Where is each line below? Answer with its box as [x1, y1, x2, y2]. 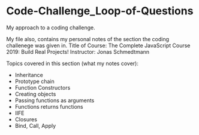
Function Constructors [14, 84, 71, 91]
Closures [14, 115, 38, 123]
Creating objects [14, 90, 56, 97]
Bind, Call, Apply [14, 122, 56, 129]
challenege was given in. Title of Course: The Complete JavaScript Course [6, 42, 191, 49]
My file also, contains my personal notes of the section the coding [6, 35, 170, 42]
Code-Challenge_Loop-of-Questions [6, 4, 194, 18]
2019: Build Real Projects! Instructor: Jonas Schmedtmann [6, 48, 150, 55]
